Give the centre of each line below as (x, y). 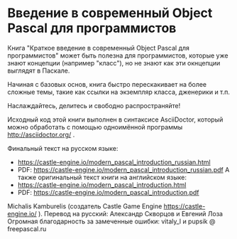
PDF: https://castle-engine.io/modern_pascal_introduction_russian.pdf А (123, 169)
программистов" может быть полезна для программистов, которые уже (118, 55)
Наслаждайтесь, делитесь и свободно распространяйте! (94, 105)
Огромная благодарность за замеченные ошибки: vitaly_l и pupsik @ (111, 221)
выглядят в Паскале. (39, 70)
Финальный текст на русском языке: (63, 148)
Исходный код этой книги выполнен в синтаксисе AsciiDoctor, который (115, 119)
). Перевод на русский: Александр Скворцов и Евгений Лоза (131, 213)
